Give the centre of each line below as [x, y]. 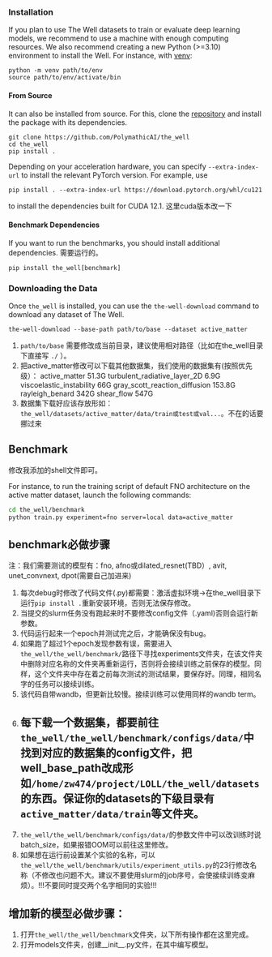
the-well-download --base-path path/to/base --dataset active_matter [128, 329]
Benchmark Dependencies [54, 225]
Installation [31, 12]
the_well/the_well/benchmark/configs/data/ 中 [137, 738]
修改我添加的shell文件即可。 [55, 470]
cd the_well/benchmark [47, 509]
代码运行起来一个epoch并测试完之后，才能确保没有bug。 [115, 633]
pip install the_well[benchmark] [65, 268]
